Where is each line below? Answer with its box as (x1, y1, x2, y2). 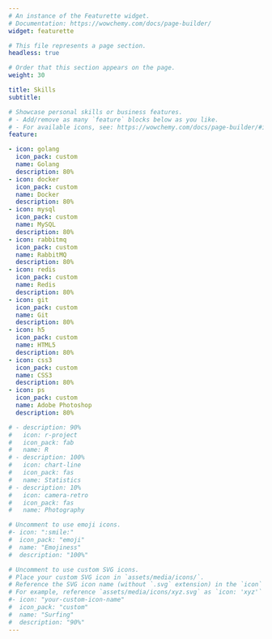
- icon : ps (8, 386, 45, 394)
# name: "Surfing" (8, 611, 74, 619)
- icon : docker (8, 175, 60, 183)
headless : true (8, 49, 60, 58)
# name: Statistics (8, 475, 82, 484)
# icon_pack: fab (8, 438, 74, 446)
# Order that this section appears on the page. (8, 64, 176, 72)
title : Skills (8, 86, 57, 94)
